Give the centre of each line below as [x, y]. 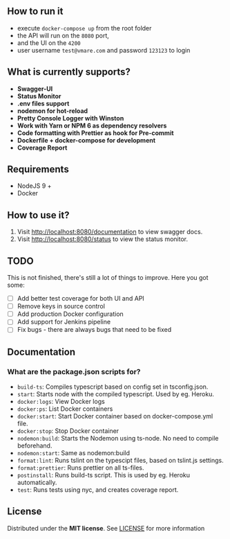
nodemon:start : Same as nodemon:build [73, 453]
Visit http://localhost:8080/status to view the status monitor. [103, 239]
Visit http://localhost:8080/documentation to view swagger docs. [110, 232]
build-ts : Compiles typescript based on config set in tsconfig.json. [113, 387]
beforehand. [35, 445]
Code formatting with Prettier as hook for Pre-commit [95, 133]
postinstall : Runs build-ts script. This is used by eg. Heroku [104, 475]
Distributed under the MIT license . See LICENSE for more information [106, 528]
